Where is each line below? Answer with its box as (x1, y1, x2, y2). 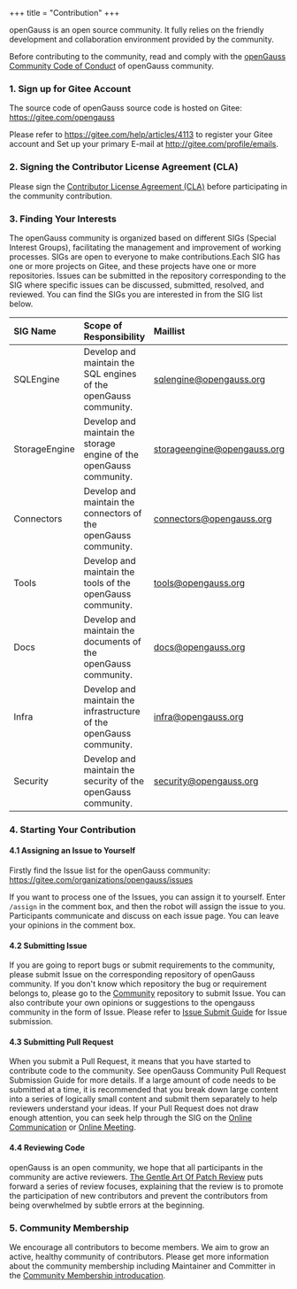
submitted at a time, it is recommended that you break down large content (9, 1084, 278, 1095)
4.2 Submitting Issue (9, 940, 88, 951)
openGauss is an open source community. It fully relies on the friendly (9, 25, 264, 35)
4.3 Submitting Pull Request (9, 1036, 114, 1047)
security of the (83, 775, 144, 787)
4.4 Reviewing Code (9, 1142, 86, 1154)
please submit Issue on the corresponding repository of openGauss (9, 969, 255, 980)
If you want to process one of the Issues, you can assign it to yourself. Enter (9, 891, 286, 902)
